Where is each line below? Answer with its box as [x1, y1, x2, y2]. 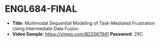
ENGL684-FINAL [5, 3, 78, 15]
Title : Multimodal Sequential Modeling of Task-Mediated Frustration [12, 20, 155, 26]
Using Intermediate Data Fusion [12, 25, 79, 31]
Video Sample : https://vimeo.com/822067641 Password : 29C [12, 31, 144, 37]
